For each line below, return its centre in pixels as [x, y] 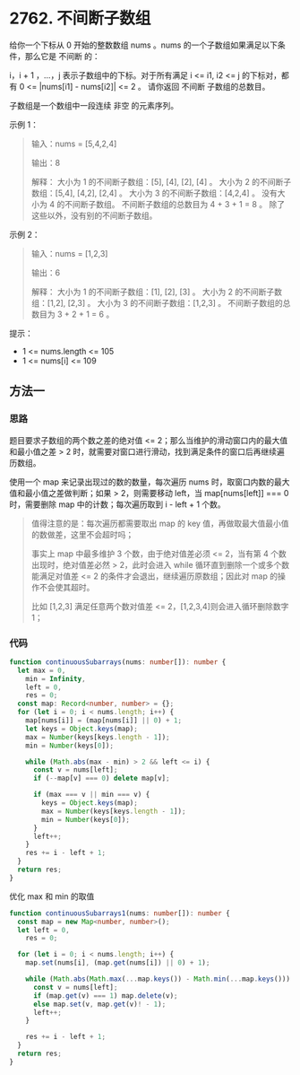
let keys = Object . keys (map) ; [82, 729]
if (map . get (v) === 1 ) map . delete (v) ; [105, 996]
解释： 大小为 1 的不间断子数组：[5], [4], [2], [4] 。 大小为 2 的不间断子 [161, 181]
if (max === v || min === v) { [91, 795]
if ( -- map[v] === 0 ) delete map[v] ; [101, 778]
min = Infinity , [56, 678]
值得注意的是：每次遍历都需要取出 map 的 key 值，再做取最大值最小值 [160, 523]
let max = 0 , [42, 670]
